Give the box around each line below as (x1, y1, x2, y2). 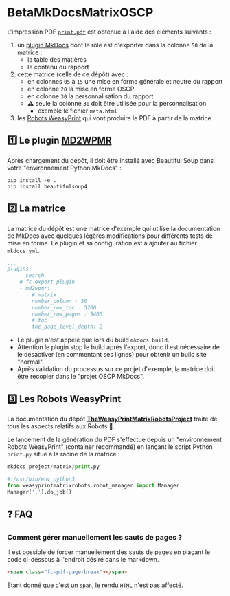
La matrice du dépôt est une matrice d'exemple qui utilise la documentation (7, 224, 220, 232)
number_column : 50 (32, 298, 88, 305)
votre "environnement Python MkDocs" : (7, 164, 122, 172)
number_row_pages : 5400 (32, 311, 103, 318)
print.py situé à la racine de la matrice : (7, 450, 120, 458)
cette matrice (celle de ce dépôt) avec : (16, 70, 129, 78)
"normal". (16, 357, 45, 366)
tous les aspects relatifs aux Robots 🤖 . (7, 422, 115, 430)
